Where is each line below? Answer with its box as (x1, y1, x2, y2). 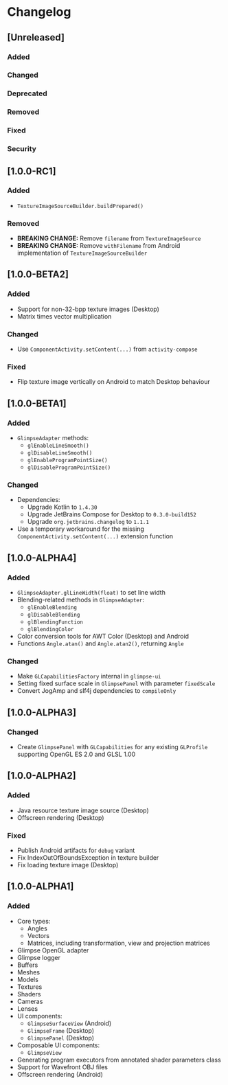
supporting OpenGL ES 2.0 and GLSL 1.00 (16, 750, 136, 759)
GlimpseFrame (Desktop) (27, 1026, 95, 1034)
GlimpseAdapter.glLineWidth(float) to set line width (16, 589, 166, 597)
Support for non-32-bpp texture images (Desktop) (16, 305, 160, 313)
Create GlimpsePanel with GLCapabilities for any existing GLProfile (16, 743, 208, 751)
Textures (16, 983, 43, 991)
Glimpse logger (16, 953, 60, 961)
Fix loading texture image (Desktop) (16, 861, 119, 869)
